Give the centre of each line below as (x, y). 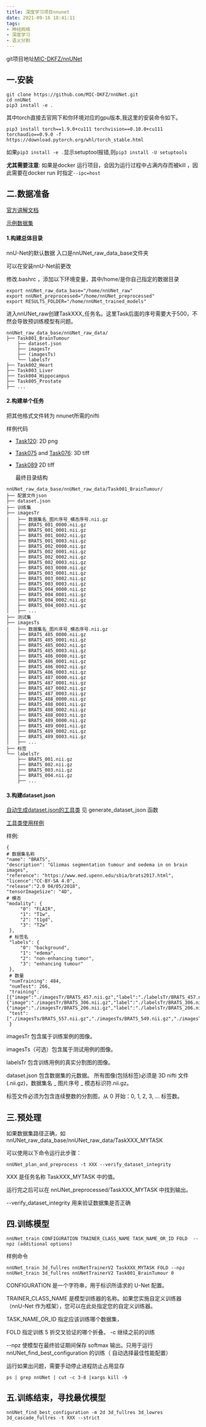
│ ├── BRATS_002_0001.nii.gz (46, 552)
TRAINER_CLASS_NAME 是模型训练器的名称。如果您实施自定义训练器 (94, 1298)
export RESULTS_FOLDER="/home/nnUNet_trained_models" (77, 301)
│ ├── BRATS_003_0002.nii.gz (46, 579)
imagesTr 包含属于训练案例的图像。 (51, 1036)
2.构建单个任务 (25, 401)
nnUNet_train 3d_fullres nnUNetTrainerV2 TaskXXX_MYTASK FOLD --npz (96, 1268)
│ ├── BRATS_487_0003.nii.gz (46, 694)
